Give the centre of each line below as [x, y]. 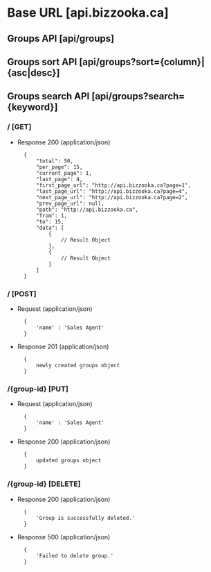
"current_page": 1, [64, 173]
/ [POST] [22, 294]
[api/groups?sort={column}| [142, 61]
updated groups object [68, 461]
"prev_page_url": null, [70, 203]
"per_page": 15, [59, 167]
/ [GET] [19, 127]
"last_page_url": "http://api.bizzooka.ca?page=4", [112, 191]
